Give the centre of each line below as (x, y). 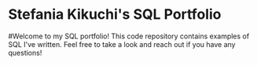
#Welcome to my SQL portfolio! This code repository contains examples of (129, 36)
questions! (25, 52)
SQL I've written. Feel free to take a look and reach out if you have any (122, 44)
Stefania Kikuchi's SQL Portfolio (115, 14)
